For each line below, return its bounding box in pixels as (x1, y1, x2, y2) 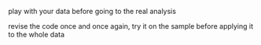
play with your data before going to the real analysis (8, 7, 177, 16)
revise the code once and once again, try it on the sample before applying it (8, 22, 254, 30)
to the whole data (8, 30, 65, 39)
